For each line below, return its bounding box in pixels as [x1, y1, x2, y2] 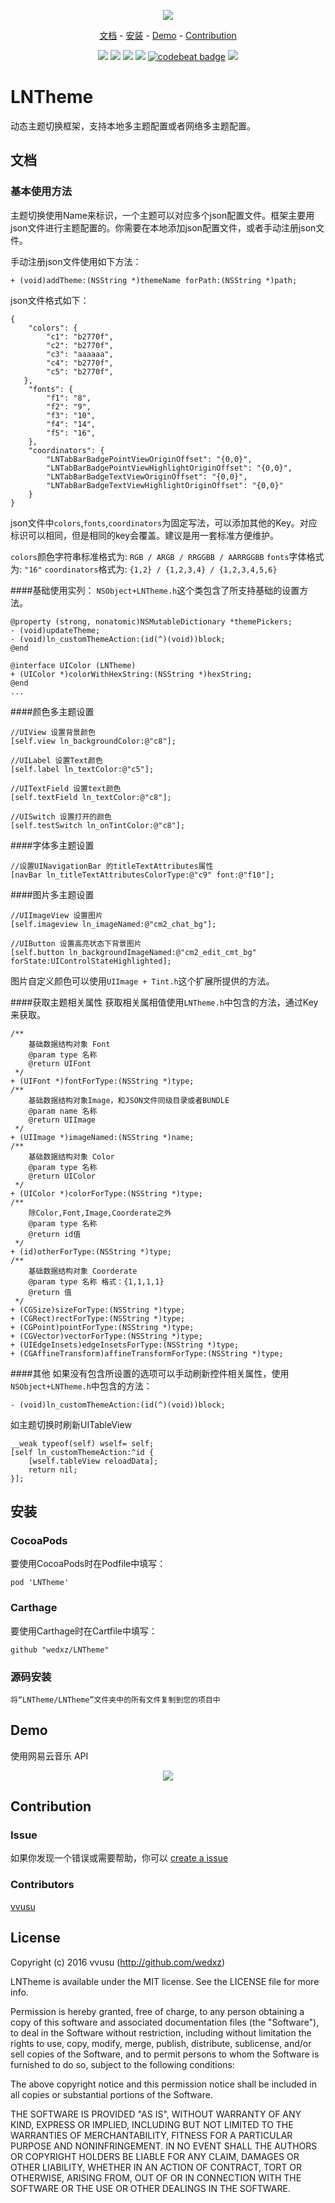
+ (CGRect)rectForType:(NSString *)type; [10, 1313, 186, 1324]
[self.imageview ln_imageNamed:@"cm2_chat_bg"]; [10, 919, 217, 929]
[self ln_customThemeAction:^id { [10, 1447, 155, 1457]
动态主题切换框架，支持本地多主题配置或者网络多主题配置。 [10, 120, 256, 132]
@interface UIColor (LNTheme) [10, 660, 137, 670]
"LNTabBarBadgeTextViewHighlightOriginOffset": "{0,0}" [46, 480, 284, 490]
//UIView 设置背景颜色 [10, 727, 96, 737]
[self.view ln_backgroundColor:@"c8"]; [10, 736, 177, 746]
